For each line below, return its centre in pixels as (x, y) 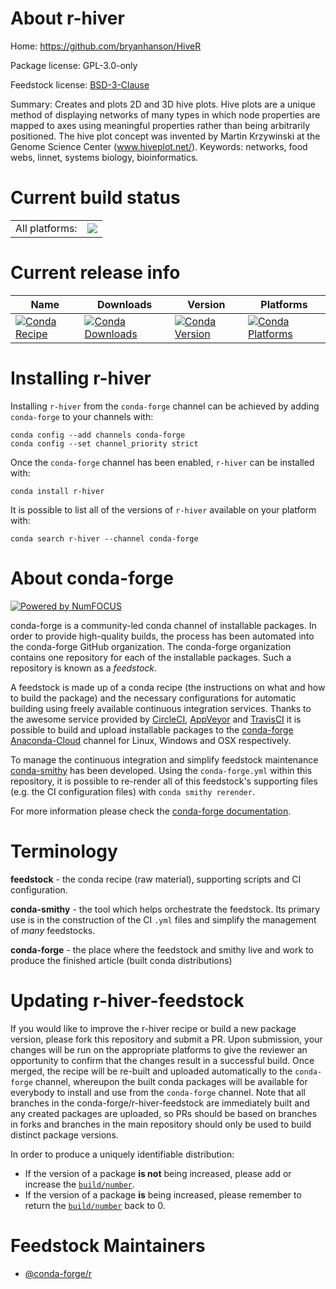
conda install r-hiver (57, 491)
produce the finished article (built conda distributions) (121, 960)
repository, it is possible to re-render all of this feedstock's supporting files (164, 781)
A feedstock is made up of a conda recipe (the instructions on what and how (168, 687)
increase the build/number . (80, 1184)
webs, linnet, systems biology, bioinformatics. (104, 157)
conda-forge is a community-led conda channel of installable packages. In (163, 625)
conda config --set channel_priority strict (104, 443)
